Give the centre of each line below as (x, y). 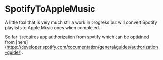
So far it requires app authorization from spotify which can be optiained (77, 37)
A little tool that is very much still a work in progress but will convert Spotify (81, 22)
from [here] (17, 42)
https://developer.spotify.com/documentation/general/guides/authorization (82, 47)
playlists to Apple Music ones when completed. (53, 27)
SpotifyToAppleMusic (50, 9)
